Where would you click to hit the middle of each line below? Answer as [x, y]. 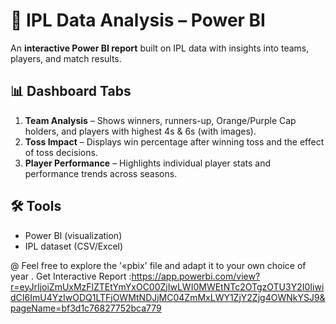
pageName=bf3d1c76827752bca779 [86, 308]
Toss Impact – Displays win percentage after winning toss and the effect [174, 141]
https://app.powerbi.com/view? [196, 276]
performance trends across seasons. [101, 173]
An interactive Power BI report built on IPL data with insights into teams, [160, 48]
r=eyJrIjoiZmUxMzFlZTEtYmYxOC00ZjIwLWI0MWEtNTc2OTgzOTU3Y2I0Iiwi [167, 286]
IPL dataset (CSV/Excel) [74, 246]
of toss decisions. [61, 152]
